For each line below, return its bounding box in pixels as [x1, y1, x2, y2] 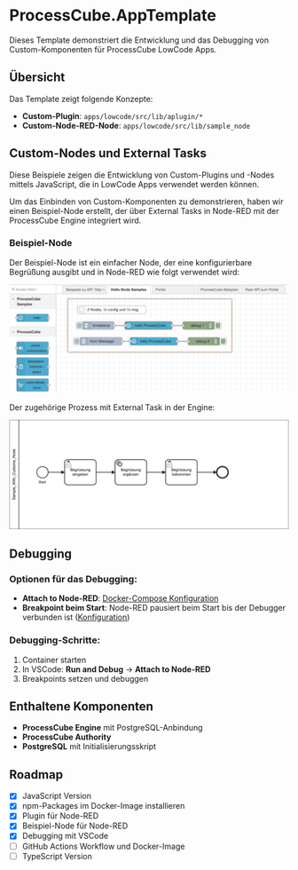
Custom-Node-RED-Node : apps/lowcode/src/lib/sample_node [21, 120, 251, 130]
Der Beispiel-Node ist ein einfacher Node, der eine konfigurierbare [9, 257, 253, 267]
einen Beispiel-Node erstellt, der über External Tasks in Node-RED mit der [9, 205, 279, 216]
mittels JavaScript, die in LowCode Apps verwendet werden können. [9, 178, 260, 189]
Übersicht [9, 70, 66, 85]
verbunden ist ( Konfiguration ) [21, 612, 130, 622]
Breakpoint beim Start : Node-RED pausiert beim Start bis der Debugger [21, 603, 286, 613]
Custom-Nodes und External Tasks [9, 146, 207, 161]
